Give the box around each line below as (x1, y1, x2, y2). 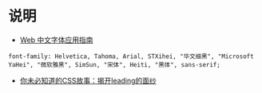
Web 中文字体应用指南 (19, 35, 93, 45)
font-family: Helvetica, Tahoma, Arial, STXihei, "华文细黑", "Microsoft (8, 52, 254, 60)
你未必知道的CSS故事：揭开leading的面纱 (19, 76, 157, 85)
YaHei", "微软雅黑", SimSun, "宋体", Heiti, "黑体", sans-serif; (8, 60, 221, 68)
